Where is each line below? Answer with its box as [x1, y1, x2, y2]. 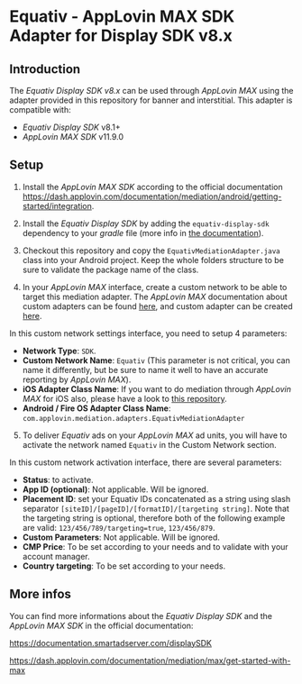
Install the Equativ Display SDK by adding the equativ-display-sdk [22, 218, 270, 229]
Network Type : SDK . [22, 345, 96, 356]
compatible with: [9, 105, 71, 114]
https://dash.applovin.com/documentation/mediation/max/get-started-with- [9, 655, 291, 666]
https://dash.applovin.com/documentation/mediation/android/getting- [22, 191, 282, 202]
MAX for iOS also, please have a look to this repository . [22, 393, 227, 404]
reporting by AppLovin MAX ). [22, 374, 132, 385]
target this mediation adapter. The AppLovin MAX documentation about [22, 291, 288, 302]
